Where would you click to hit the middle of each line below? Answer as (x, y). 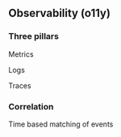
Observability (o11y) (60, 13)
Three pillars (33, 36)
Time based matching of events (61, 124)
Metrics (21, 54)
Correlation (31, 106)
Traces (20, 85)
